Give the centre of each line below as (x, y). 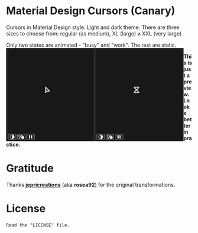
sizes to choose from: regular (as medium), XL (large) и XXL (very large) (94, 33)
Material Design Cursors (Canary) (91, 11)
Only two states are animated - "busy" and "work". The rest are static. (91, 45)
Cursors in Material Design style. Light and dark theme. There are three (93, 27)
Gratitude (30, 168)
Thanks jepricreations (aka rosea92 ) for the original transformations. (91, 185)
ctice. (13, 144)
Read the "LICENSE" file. (38, 225)
